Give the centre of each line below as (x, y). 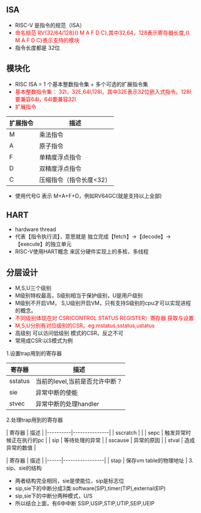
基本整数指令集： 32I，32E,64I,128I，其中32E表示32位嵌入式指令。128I (103, 91)
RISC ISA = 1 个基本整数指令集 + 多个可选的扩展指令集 (82, 84)
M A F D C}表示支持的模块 (47, 40)
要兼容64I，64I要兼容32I (45, 99)
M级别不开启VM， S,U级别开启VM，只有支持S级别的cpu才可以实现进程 (103, 303)
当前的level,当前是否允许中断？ (79, 381)
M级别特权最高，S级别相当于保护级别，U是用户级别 (79, 296)
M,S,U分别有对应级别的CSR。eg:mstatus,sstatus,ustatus (85, 326)
